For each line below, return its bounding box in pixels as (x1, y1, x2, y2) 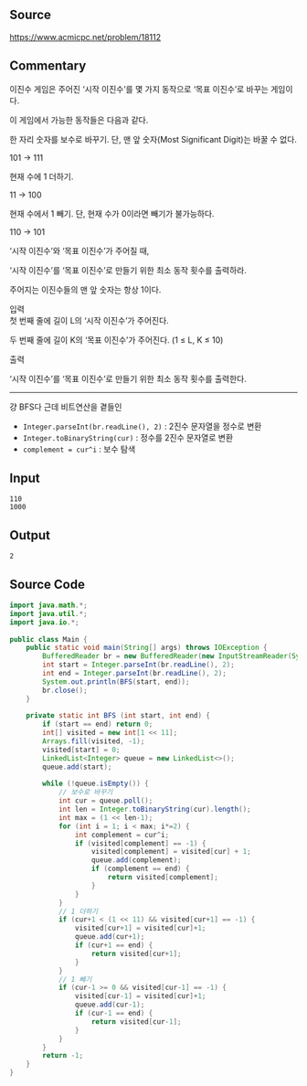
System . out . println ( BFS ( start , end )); (42, 676, 190, 687)
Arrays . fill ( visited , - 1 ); (42, 737, 145, 746)
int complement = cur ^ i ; (74, 830, 170, 839)
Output (9, 527, 50, 543)
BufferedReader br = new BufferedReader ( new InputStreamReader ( (42, 652, 292, 661)
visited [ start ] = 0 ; (42, 745, 121, 754)
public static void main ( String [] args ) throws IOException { (26, 644, 268, 653)
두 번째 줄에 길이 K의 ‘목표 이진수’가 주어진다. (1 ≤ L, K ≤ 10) (9, 334, 224, 346)
